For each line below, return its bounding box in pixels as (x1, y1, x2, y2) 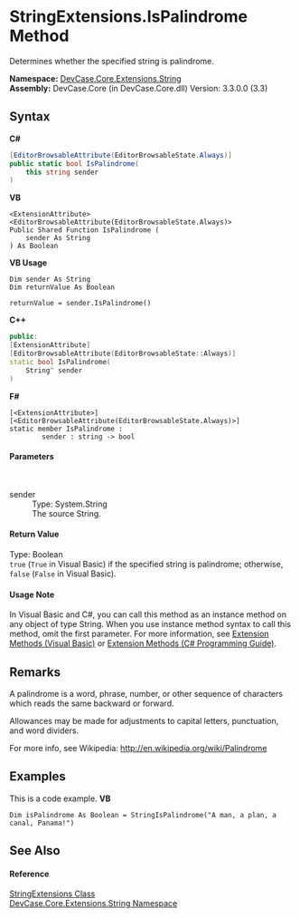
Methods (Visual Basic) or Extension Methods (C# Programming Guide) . (9, 638, 277, 649)
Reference (9, 868, 50, 879)
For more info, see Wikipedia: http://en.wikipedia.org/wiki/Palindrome (9, 742, 267, 753)
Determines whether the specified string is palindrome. (9, 55, 214, 66)
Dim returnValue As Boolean (9, 283, 116, 292)
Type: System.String (32, 498, 108, 509)
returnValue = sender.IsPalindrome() (9, 299, 152, 308)
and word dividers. (9, 725, 80, 736)
